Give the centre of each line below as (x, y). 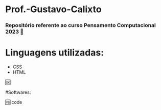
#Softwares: (18, 92)
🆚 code (14, 102)
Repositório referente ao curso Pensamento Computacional (80, 25)
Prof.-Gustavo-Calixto (53, 9)
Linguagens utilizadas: (55, 53)
